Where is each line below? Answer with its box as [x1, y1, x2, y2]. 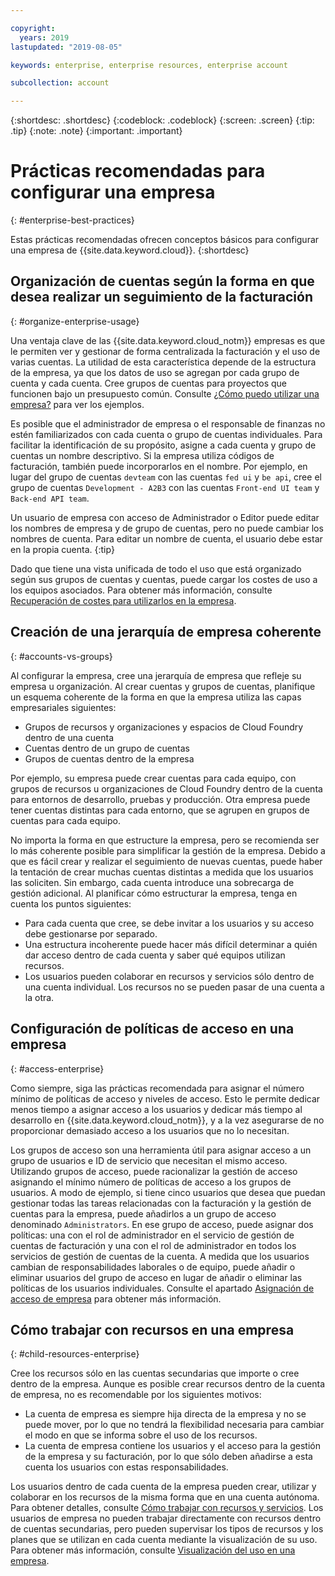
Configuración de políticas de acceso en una [10, 1021, 295, 1038]
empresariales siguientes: [10, 701, 117, 713]
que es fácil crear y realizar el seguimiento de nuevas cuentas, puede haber [10, 855, 323, 867]
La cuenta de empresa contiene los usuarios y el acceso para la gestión [24, 1440, 321, 1452]
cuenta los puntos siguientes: [10, 897, 132, 910]
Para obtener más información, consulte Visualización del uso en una [10, 1544, 296, 1556]
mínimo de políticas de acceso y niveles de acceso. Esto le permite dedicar [10, 1092, 321, 1105]
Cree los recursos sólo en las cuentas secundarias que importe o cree [10, 1367, 300, 1380]
